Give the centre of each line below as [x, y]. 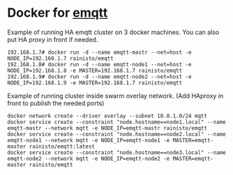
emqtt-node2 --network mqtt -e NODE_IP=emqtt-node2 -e [89, 158]
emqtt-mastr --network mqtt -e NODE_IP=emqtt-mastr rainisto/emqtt [107, 128]
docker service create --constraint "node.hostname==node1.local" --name [117, 122]
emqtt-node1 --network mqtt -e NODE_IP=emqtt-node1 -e [89, 140]
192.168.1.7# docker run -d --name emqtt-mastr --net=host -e [99, 52]
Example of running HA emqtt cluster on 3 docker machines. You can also [113, 32]
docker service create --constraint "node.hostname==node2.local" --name [117, 134]
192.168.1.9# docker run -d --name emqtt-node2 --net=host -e [99, 77]
